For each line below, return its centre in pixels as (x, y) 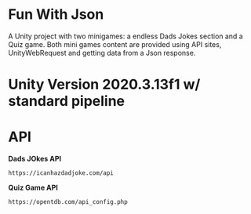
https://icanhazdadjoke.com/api (61, 173)
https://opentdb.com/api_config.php (68, 202)
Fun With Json (56, 15)
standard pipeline (67, 102)
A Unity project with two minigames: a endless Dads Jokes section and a (125, 36)
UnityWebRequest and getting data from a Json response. (102, 53)
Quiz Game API (33, 188)
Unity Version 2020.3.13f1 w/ (104, 85)
